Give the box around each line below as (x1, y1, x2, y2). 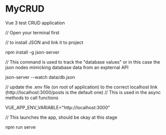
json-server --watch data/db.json (5, 74, 75, 80)
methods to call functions (5, 95, 58, 101)
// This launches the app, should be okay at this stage (5, 114, 118, 120)
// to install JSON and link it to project (5, 39, 84, 46)
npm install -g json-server (5, 49, 60, 55)
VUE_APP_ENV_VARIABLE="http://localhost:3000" (5, 104, 110, 110)
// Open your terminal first (5, 29, 60, 35)
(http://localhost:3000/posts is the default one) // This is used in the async (5, 89, 161, 95)
